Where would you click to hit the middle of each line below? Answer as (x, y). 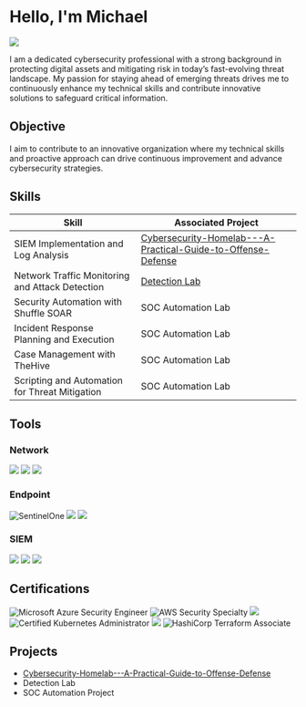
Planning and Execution (65, 339)
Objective (38, 126)
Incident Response (54, 328)
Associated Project (217, 223)
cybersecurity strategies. (56, 168)
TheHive (32, 365)
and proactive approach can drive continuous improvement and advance (146, 158)
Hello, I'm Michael (79, 17)
